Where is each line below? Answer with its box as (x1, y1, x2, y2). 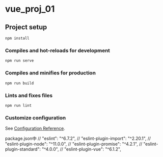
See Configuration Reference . (5, 126, 65, 132)
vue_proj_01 (5, 3, 55, 15)
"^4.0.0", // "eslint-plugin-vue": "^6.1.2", (41, 146, 121, 152)
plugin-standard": (5, 146, 41, 152)
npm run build (5, 81, 34, 86)
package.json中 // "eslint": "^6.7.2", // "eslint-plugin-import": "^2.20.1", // (5, 135, 151, 141)
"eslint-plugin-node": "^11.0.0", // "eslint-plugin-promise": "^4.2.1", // (5, 141, 142, 147)
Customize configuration (5, 114, 66, 121)
